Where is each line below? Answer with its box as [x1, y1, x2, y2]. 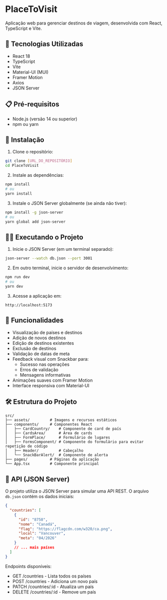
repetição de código [5, 444, 48, 449]
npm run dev [5, 275, 30, 280]
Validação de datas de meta [12, 351, 70, 357]
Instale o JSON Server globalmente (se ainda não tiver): [12, 200, 127, 206]
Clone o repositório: [12, 149, 53, 155]
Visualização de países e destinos [12, 329, 82, 335]
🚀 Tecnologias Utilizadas [5, 40, 83, 48]
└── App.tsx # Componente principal [5, 461, 99, 467]
